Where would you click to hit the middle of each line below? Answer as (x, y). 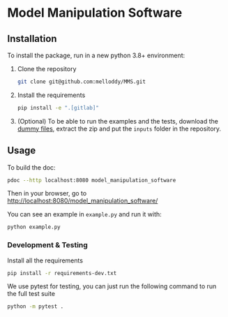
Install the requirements (51, 95)
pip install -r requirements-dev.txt (62, 273)
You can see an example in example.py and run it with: (84, 214)
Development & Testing (48, 245)
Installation (32, 39)
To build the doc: (31, 167)
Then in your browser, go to (47, 193)
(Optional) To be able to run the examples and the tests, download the (117, 121)
